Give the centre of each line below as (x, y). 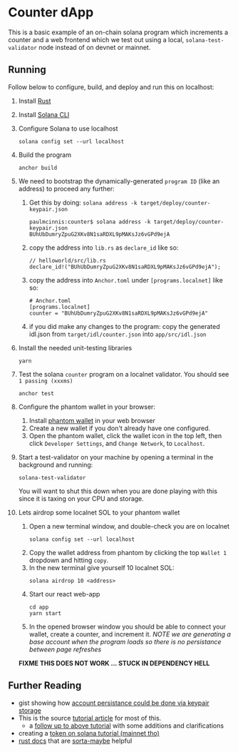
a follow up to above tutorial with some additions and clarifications (126, 726)
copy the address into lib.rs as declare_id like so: (104, 248)
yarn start (45, 613)
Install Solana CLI (44, 114)
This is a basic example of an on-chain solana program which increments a (118, 32)
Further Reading (45, 686)
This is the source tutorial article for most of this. (90, 718)
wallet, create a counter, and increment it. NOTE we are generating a (130, 634)
